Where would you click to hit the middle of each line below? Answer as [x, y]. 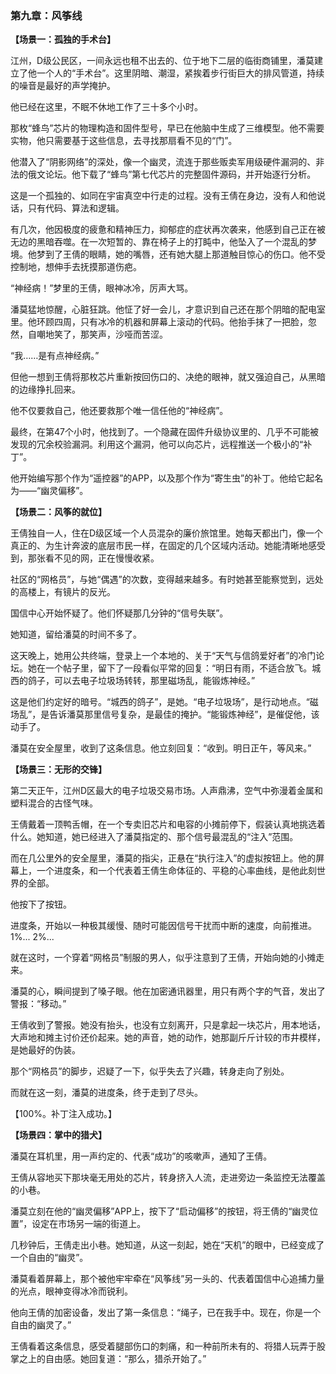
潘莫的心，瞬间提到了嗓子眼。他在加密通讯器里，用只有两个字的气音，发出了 [168, 991]
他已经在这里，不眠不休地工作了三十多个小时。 [106, 107]
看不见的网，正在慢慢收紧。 [102, 558]
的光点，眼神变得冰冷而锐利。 [71, 1291]
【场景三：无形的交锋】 [58, 769]
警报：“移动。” [38, 1004]
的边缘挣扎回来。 [45, 389]
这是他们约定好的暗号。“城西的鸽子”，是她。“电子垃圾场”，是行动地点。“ [160, 702]
